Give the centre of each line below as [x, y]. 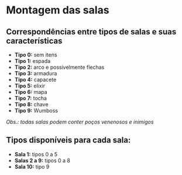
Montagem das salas [58, 10]
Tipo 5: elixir [30, 86]
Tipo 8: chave [31, 104]
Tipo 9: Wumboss [36, 111]
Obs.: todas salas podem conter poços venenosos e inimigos [80, 122]
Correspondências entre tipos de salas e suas [91, 32]
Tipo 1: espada [32, 61]
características [34, 41]
